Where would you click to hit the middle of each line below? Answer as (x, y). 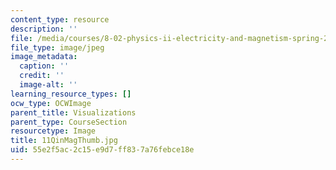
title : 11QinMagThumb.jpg (64, 141)
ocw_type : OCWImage (51, 103)
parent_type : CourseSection (69, 122)
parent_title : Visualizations (73, 112)
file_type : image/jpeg (57, 47)
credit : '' (42, 76)
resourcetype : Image (53, 131)
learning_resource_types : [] (71, 94)
